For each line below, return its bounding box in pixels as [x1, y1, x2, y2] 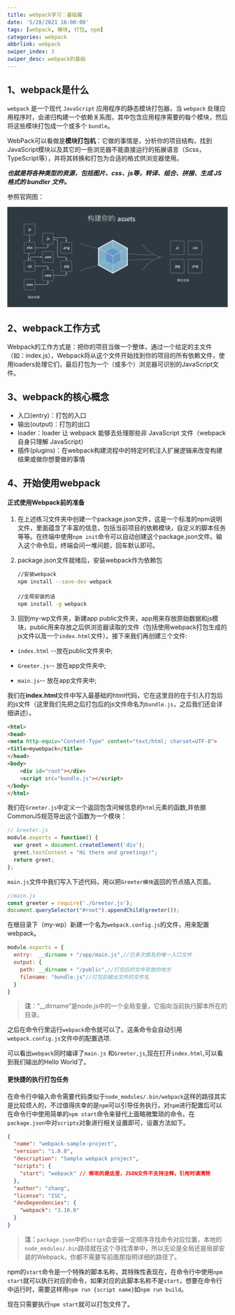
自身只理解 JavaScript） [17, 437, 87, 446]
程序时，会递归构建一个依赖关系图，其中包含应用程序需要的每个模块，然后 [13, 113, 228, 121]
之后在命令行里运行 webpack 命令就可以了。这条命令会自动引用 [7, 1025, 183, 1034]
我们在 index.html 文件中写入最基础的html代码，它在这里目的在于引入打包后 [7, 691, 224, 699]
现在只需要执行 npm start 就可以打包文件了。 [7, 1300, 134, 1308]
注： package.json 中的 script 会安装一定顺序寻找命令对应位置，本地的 [24, 1235, 222, 1244]
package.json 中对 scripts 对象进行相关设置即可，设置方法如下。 [7, 1118, 190, 1127]
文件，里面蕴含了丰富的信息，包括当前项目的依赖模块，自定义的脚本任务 [17, 523, 226, 532]
